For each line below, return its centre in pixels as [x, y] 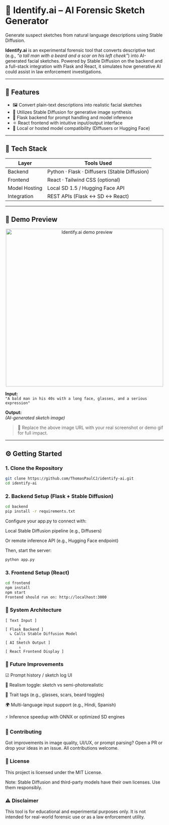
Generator [27, 21]
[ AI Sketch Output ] [28, 643]
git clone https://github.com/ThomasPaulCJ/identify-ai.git [70, 479]
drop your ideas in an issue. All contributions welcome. [62, 748]
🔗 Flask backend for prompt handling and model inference [73, 117]
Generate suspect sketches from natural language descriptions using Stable [84, 35]
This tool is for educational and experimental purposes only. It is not [75, 812]
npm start [16, 592]
